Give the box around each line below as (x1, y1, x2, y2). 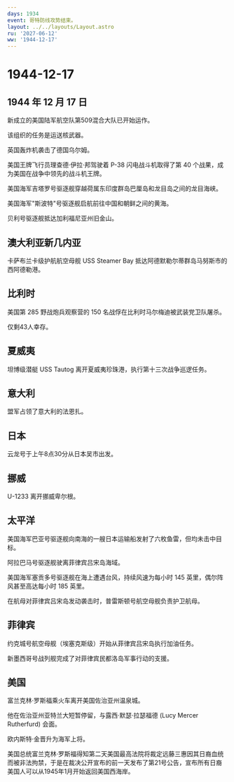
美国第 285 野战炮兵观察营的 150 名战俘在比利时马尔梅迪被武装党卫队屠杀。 (7, 308, 226, 316)
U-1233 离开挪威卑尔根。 (7, 492, 80, 500)
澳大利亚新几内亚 (7, 236, 81, 249)
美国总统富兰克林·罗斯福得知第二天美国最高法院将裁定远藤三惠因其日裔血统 (7, 750, 224, 758)
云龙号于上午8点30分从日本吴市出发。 (7, 450, 118, 458)
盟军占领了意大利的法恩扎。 (7, 407, 88, 416)
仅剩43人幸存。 (7, 322, 53, 331)
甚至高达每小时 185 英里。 (13, 582, 89, 590)
